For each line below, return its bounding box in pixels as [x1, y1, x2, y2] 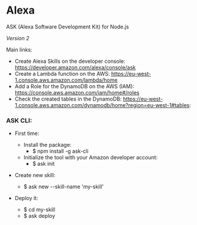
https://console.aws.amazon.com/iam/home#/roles [14, 89, 140, 96]
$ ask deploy [23, 213, 56, 220]
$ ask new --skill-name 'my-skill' [23, 183, 104, 190]
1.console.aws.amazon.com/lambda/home [14, 76, 118, 83]
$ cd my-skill [23, 206, 56, 213]
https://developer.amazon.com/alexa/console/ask [14, 63, 136, 71]
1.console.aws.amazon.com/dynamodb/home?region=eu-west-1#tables [14, 101, 190, 108]
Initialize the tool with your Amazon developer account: [23, 154, 158, 161]
